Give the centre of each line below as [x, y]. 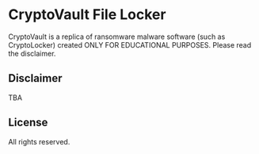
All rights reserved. [39, 141]
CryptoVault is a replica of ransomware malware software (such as [117, 37]
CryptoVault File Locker [87, 15]
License [28, 123]
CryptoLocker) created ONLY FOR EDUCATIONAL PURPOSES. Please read [130, 44]
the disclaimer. [32, 53]
